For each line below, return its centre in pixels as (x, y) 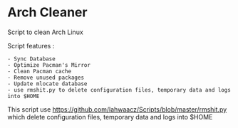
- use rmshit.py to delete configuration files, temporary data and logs (119, 90)
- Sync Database (31, 59)
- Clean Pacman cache (40, 71)
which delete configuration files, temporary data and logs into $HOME (110, 117)
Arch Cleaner (47, 12)
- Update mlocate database (47, 84)
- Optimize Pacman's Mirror (49, 65)
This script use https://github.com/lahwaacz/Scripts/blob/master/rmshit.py (117, 109)
